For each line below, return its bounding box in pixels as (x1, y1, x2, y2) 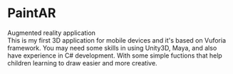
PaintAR (7, 5, 56, 21)
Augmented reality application (7, 28, 96, 37)
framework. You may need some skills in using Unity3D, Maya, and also (7, 43, 217, 52)
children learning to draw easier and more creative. (7, 58, 158, 67)
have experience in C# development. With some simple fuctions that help (7, 51, 222, 60)
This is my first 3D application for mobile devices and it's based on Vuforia (7, 36, 227, 44)
